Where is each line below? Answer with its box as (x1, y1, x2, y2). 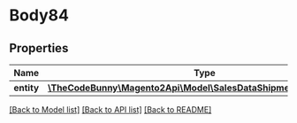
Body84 (9, 5, 69, 26)
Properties (9, 41, 69, 56)
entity (13, 81, 40, 94)
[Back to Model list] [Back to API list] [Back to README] (9, 104, 212, 115)
